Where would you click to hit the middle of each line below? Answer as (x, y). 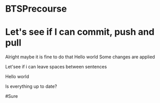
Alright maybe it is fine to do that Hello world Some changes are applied (80, 57)
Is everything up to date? (31, 86)
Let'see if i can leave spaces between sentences (56, 67)
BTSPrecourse (36, 9)
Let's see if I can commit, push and (80, 32)
